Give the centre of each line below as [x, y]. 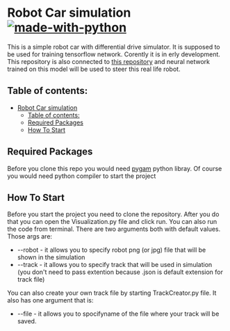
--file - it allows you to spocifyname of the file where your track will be [118, 314]
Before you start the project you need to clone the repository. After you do [113, 214]
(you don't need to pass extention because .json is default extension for [120, 272]
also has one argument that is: [50, 300]
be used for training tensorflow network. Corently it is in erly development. [114, 54]
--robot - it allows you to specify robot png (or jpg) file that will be [112, 250]
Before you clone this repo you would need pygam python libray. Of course [115, 168]
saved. [27, 321]
